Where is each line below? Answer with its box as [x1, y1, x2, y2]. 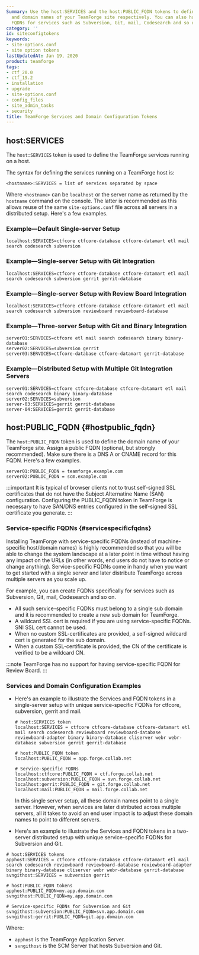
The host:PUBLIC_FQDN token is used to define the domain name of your [6, 438, 179, 445]
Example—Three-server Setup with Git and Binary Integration [6, 322, 187, 330]
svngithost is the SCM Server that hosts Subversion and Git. [14, 942, 162, 949]
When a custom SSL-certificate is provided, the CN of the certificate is [14, 642, 187, 650]
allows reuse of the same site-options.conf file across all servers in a [6, 204, 178, 211]
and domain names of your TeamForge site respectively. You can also [11, 14, 187, 20]
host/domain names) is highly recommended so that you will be [27, 544, 182, 551]
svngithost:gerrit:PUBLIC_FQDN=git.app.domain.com [6, 913, 134, 920]
